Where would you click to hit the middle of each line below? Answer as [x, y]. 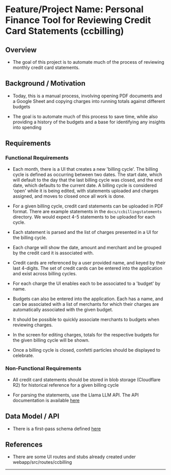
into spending [27, 127]
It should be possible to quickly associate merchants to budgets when [86, 319]
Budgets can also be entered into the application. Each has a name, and [88, 299]
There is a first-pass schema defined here [56, 429]
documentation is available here [46, 400]
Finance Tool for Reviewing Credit [78, 20]
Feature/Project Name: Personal [75, 9]
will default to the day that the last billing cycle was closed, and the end [88, 180]
